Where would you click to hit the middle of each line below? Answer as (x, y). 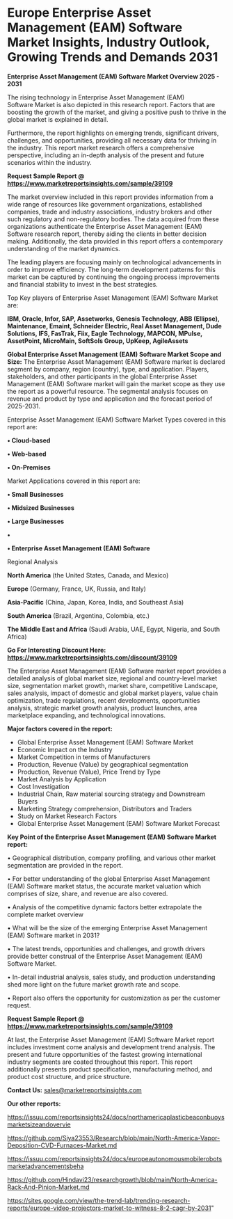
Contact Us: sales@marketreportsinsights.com (75, 1090)
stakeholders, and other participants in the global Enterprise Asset (102, 376)
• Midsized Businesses (41, 508)
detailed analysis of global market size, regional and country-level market (112, 678)
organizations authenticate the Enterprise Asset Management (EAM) (105, 226)
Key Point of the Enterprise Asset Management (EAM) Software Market (112, 837)
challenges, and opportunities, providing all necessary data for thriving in (112, 140)
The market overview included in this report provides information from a (110, 197)
